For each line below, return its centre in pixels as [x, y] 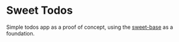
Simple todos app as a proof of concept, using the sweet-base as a [90, 27]
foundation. [20, 33]
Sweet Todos [40, 10]
